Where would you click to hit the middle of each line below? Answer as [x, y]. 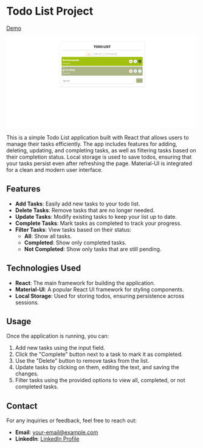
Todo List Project [50, 11]
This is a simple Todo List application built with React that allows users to [98, 137]
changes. [27, 374]
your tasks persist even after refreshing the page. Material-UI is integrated [99, 163]
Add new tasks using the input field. [60, 348]
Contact [22, 406]
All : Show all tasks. [48, 236]
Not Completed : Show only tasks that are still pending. [93, 249]
